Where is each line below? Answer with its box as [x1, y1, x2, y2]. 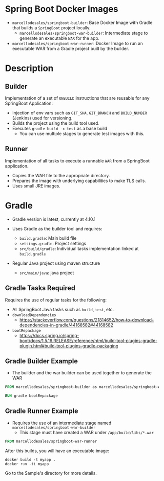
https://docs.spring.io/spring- [19, 332, 80, 338]
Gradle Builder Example [5, 357, 78, 365]
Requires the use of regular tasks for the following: [5, 297, 107, 303]
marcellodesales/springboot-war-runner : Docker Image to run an [12, 40, 143, 46]
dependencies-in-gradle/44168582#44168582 [19, 322, 114, 328]
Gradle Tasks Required [5, 284, 76, 292]
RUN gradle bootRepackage [5, 393, 58, 398]
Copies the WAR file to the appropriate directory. [12, 172, 110, 178]
